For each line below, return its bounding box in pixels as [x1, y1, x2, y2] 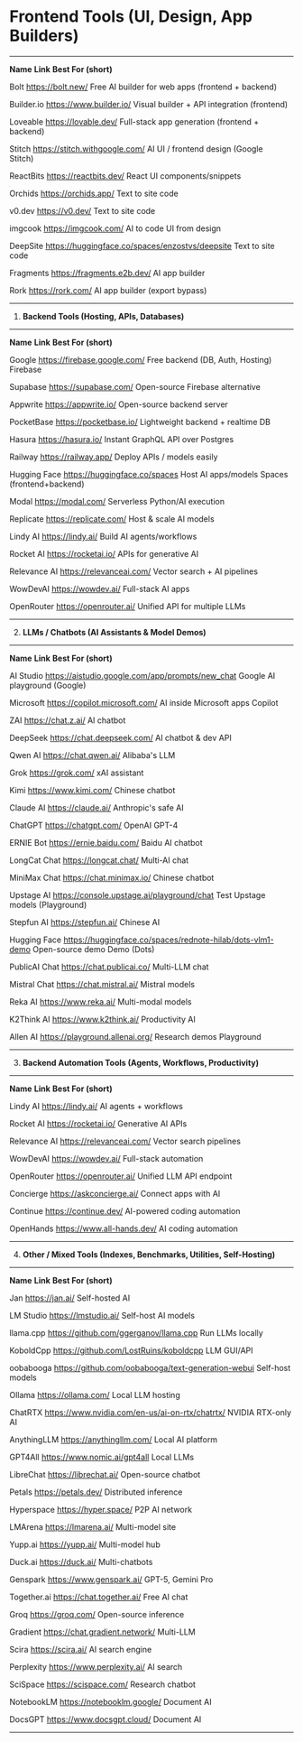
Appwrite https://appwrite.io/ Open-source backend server [9, 399, 228, 410]
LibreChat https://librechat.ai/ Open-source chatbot [9, 1469, 201, 1479]
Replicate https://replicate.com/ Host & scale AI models [9, 513, 215, 524]
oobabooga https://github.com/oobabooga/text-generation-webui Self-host [9, 1362, 291, 1373]
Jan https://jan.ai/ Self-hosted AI [9, 1293, 131, 1303]
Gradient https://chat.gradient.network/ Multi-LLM [9, 1626, 196, 1637]
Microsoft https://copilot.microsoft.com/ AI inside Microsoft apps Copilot [9, 697, 279, 708]
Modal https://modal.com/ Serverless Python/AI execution [9, 496, 225, 506]
